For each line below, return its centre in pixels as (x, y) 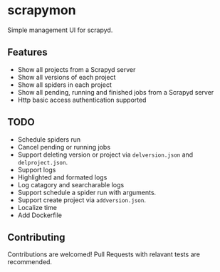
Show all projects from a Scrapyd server (77, 69)
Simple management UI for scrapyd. (60, 30)
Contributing (36, 237)
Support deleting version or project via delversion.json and (105, 155)
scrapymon (42, 10)
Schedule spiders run (49, 139)
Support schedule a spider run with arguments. (87, 192)
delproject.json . (43, 162)
